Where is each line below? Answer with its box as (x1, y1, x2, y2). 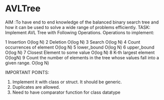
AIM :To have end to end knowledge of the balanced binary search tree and (5, 19, 159, 25)
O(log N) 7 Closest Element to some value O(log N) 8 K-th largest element (5, 50, 155, 55)
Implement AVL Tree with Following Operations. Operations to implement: (5, 29, 155, 35)
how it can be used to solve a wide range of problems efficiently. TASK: (5, 24, 151, 30)
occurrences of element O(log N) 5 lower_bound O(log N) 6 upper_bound (5, 44, 155, 50)
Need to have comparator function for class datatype (12, 89, 121, 95)
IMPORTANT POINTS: (5, 69, 49, 75)
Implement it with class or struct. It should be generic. (12, 79, 122, 85)
